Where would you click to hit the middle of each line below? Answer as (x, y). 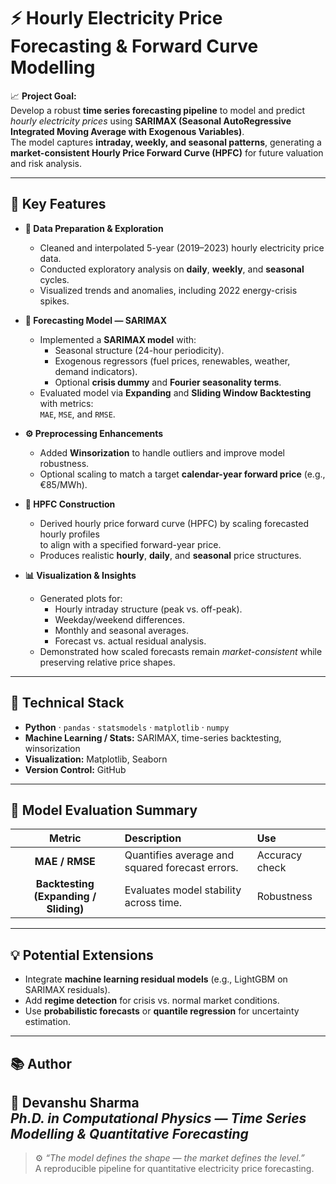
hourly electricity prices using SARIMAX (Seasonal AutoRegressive (151, 121)
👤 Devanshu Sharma (75, 1102)
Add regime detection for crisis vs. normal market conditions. (152, 1001)
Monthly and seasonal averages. (121, 630)
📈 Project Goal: (43, 96)
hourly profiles (69, 534)
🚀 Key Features (58, 204)
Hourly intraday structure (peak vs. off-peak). (148, 609)
